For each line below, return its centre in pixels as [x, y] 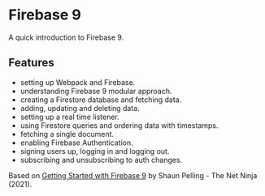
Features [31, 63]
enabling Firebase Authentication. [77, 143]
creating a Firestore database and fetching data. [101, 100]
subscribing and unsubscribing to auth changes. [101, 160]
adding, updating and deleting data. [80, 108]
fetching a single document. [67, 134]
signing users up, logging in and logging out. [95, 151]
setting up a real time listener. [70, 117]
